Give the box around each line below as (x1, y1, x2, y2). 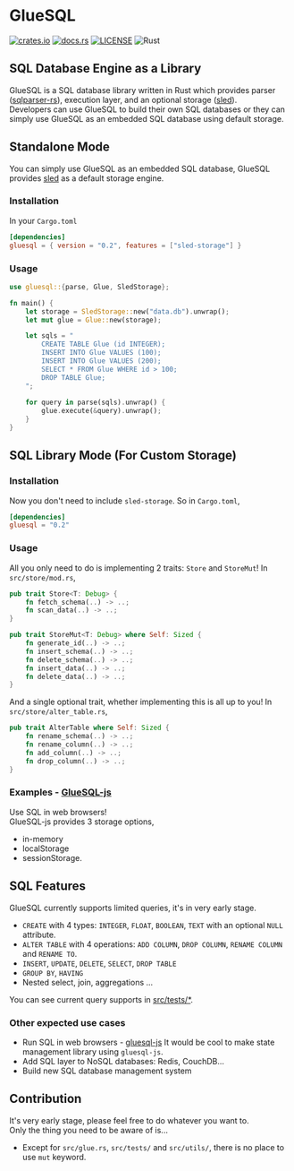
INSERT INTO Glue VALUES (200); (41, 357, 163, 366)
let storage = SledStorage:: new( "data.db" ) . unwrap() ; (25, 306, 230, 316)
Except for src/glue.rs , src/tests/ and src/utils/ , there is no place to (21, 1141, 284, 1152)
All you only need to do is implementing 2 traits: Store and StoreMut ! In (9, 562, 268, 573)
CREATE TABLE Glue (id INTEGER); (41, 340, 166, 349)
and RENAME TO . (21, 948, 78, 959)
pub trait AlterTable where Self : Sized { (9, 723, 170, 733)
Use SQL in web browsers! (9, 806, 107, 817)
